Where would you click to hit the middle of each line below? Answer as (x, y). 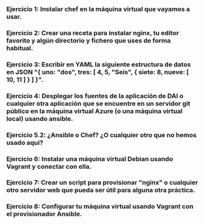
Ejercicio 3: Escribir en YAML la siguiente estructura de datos (99, 64)
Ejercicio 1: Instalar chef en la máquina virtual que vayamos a (98, 9)
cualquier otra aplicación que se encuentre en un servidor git (98, 103)
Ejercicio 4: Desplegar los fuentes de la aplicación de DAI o (95, 96)
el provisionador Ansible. (44, 214)
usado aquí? (25, 143)
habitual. (20, 48)
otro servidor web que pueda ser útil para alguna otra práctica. (101, 190)
